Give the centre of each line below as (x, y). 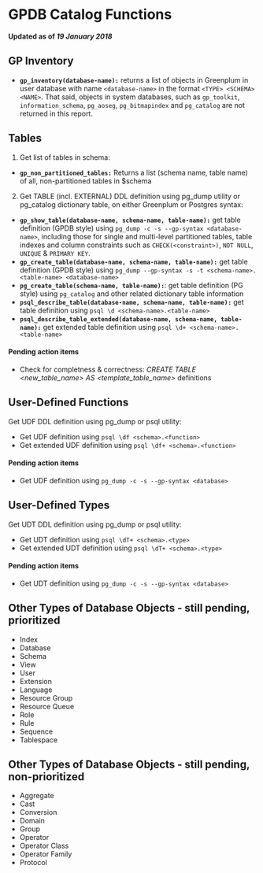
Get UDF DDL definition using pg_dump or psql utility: (95, 421)
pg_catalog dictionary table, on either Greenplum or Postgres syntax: (131, 204)
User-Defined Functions (69, 403)
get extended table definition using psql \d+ (115, 327)
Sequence (36, 731)
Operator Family (46, 854)
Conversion (38, 812)
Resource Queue (47, 706)
